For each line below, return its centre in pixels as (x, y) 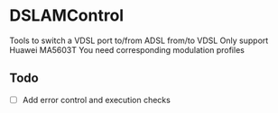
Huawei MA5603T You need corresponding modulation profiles (127, 49)
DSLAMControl (67, 16)
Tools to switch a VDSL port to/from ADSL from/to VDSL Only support (139, 40)
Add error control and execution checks (97, 100)
